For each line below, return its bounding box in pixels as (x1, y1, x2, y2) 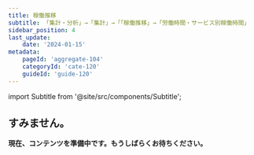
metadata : (8, 48, 41, 56)
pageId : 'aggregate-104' (22, 56, 104, 64)
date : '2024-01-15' (22, 41, 87, 49)
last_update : (8, 33, 51, 42)
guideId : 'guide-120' (22, 70, 93, 78)
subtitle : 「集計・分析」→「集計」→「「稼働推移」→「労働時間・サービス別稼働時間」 (8, 19, 250, 27)
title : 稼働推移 (8, 11, 57, 20)
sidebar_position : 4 (8, 26, 76, 34)
